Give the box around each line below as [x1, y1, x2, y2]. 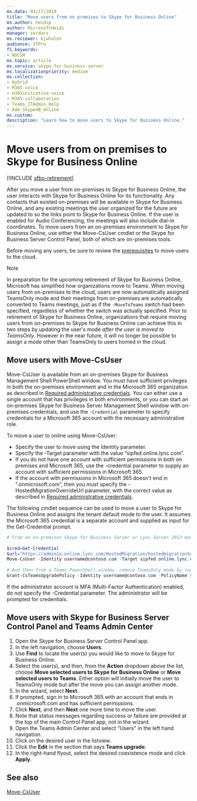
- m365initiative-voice [6, 90, 65, 96]
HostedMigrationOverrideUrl [15, 487, 84, 494]
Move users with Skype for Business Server [6, 613, 170, 623]
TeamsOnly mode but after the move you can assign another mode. [15, 681, 178, 688]
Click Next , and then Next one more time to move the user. [15, 705, 157, 713]
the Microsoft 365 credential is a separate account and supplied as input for [6, 517, 189, 524]
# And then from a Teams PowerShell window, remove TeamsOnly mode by [6, 567, 182, 573]
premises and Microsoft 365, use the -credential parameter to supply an [15, 462, 189, 469]
